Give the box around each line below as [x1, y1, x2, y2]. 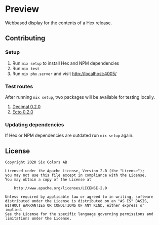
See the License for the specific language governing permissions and [5, 212, 154, 217]
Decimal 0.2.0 [12, 104, 41, 110]
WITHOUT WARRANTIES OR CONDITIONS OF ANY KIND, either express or [5, 203, 145, 208]
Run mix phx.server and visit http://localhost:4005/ [12, 71, 117, 76]
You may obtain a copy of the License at [5, 177, 92, 182]
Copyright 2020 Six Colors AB [5, 160, 68, 165]
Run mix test [12, 65, 40, 71]
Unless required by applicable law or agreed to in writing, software [5, 194, 154, 199]
